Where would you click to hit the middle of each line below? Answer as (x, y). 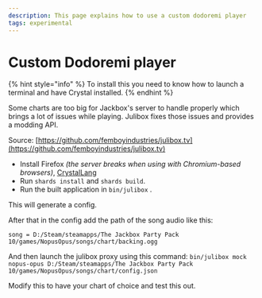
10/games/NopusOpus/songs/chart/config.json (83, 271)
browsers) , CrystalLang (58, 172)
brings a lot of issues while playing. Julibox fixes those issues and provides (131, 117)
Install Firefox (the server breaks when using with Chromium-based (130, 164)
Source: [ (23, 141)
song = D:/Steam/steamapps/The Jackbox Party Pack (94, 235)
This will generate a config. (53, 205)
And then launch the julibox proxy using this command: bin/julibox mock (128, 257)
